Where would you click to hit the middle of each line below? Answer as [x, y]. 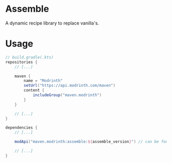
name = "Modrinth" [43, 81]
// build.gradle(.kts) [29, 57]
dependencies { [21, 128]
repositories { [21, 62]
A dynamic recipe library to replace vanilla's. [52, 23]
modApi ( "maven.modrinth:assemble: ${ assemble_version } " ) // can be [87, 142]
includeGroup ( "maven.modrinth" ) [67, 95]
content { [34, 90]
